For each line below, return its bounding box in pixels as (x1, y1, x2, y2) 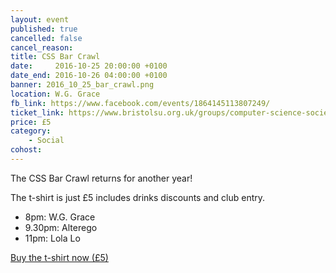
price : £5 (10, 117, 52, 127)
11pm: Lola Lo (24, 232, 81, 244)
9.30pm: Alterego (24, 221, 98, 233)
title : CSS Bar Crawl (10, 52, 101, 62)
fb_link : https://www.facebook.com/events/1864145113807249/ (10, 98, 271, 108)
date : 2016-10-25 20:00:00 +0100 (10, 61, 168, 71)
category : (10, 126, 52, 136)
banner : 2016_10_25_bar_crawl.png (10, 80, 155, 90)
